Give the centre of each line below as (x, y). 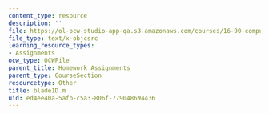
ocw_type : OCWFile (39, 61)
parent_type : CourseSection (55, 75)
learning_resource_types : (51, 46)
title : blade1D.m (37, 90)
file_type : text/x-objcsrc (53, 38)
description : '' (35, 23)
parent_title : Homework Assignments (69, 68)
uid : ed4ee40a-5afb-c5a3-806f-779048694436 (82, 98)
